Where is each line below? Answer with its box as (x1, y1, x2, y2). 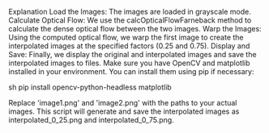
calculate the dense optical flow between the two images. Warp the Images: (8, 24, 262, 33)
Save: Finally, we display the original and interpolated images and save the (8, 50, 257, 59)
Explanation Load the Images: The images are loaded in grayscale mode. (8, 7, 251, 16)
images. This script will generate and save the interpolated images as (8, 106, 240, 116)
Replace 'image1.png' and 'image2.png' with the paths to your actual (8, 98, 237, 107)
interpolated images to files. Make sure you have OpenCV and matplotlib (8, 58, 250, 68)
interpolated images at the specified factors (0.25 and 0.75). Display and (8, 41, 250, 51)
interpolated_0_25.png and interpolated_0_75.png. (8, 115, 174, 124)
